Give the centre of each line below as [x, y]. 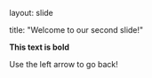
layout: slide [31, 13]
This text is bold [39, 47]
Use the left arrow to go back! [64, 64]
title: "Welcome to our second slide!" [76, 30]
